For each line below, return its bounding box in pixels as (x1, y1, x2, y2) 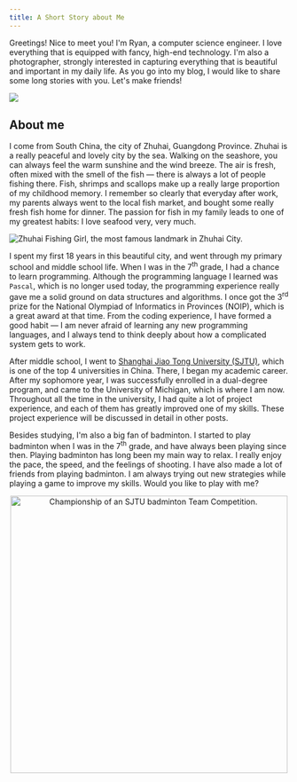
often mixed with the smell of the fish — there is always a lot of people (9, 170, 266, 180)
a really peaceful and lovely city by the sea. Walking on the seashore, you (9, 150, 277, 161)
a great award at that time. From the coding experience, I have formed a (9, 310, 272, 320)
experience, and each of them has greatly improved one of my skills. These (9, 403, 285, 414)
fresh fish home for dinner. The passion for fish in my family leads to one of (9, 207, 285, 217)
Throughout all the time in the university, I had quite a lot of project (9, 393, 253, 404)
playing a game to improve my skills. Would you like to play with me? (9, 478, 260, 489)
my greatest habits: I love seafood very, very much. (9, 217, 197, 227)
